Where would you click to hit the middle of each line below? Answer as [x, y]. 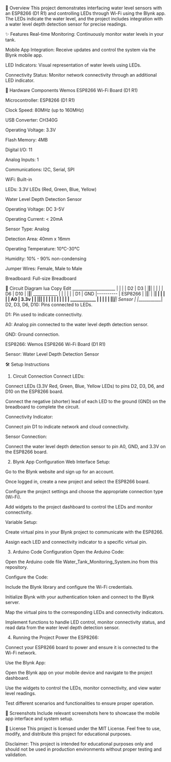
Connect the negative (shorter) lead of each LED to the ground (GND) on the [86, 401]
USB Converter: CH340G [31, 120]
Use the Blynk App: [26, 663]
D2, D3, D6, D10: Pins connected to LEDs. [49, 305]
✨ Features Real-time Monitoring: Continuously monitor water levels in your [85, 34]
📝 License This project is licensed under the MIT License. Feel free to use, [83, 729]
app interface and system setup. [39, 719]
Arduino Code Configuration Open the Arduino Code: [68, 552]
